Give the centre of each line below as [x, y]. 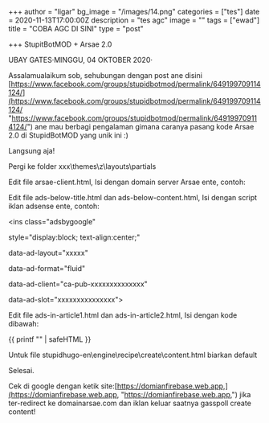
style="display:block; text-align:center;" [74, 237]
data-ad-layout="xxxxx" [48, 253]
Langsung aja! [32, 151]
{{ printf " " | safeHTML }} [50, 339]
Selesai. [21, 370]
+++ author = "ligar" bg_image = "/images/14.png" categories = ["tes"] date [134, 12]
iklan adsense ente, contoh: [54, 206]
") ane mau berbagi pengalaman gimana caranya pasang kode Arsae [141, 127]
